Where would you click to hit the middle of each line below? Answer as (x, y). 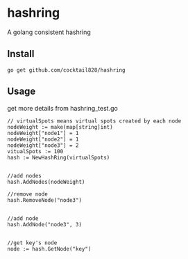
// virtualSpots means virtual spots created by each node (94, 121)
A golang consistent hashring (49, 32)
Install (21, 54)
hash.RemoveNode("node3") (44, 200)
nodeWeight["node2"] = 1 (43, 139)
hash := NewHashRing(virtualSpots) (59, 157)
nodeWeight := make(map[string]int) (60, 127)
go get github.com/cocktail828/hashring (67, 70)
